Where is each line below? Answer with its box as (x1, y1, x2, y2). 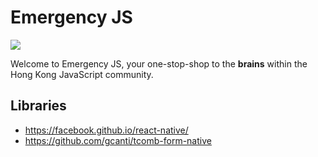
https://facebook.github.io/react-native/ (24, 124, 189, 136)
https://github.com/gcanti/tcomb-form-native (24, 134, 212, 146)
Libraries (10, 97, 67, 115)
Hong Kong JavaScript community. (10, 68, 154, 80)
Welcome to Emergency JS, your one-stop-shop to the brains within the (10, 57, 308, 70)
